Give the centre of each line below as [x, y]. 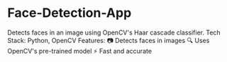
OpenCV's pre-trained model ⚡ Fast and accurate [80, 51]
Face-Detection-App [70, 13]
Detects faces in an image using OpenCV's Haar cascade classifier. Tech [114, 32]
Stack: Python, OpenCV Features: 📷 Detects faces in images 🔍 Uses [109, 40]
